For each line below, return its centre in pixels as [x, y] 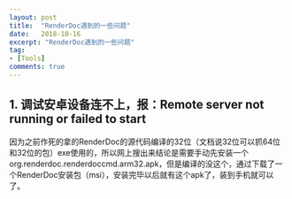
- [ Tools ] [27, 58]
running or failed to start [78, 119]
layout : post [33, 17]
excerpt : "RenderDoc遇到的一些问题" [72, 42]
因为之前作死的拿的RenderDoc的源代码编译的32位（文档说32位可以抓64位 [145, 142]
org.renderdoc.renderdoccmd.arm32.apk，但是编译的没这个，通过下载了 [142, 164]
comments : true [37, 67]
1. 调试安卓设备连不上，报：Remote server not [137, 105]
